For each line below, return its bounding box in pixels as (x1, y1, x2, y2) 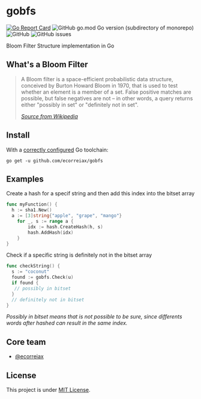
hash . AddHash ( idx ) (28, 230, 74, 236)
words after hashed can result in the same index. (6, 320, 128, 327)
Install (6, 130, 30, 141)
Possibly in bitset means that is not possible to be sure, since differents (6, 313, 182, 320)
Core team (6, 337, 46, 347)
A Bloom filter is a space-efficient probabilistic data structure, (20, 75, 173, 82)
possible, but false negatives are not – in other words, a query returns (20, 94, 193, 102)
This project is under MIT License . (6, 386, 91, 393)
